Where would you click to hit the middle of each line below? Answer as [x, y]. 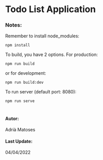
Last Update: [19, 141]
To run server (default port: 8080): [41, 92]
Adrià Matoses [20, 130]
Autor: [12, 118]
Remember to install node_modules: [42, 36]
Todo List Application [50, 9]
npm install [18, 45]
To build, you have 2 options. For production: [51, 55]
